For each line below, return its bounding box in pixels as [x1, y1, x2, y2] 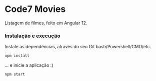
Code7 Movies [4, 3, 66, 15]
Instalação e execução [4, 32, 60, 39]
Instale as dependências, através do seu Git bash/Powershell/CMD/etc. [4, 44, 151, 50]
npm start [4, 72, 25, 77]
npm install [4, 53, 29, 58]
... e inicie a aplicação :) [4, 62, 53, 68]
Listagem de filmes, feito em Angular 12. [4, 20, 87, 26]
